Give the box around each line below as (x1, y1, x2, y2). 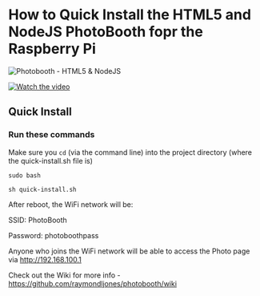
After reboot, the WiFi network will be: (8, 199, 134, 209)
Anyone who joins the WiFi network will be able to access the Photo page (8, 246, 250, 256)
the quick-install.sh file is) (8, 156, 94, 165)
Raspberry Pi (8, 40, 96, 58)
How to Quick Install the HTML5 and (8, 6, 252, 24)
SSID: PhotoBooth (8, 215, 68, 225)
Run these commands (8, 129, 95, 140)
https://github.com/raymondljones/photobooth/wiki (8, 278, 178, 288)
